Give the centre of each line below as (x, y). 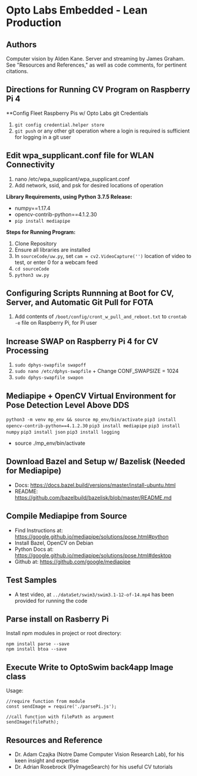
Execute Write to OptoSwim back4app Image (90, 667)
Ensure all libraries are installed (52, 250)
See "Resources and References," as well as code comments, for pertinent (96, 65)
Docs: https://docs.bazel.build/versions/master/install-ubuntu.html (95, 485)
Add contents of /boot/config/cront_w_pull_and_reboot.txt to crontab (101, 316)
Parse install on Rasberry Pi (58, 619)
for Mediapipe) (34, 471)
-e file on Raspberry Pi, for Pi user (56, 323)
